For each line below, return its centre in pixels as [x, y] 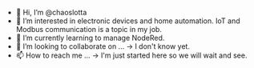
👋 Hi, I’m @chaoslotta [51, 12]
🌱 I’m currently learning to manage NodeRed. [90, 38]
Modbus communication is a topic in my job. [89, 29]
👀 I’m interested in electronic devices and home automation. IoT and [128, 21]
